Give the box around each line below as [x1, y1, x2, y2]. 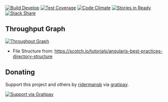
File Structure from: [12, 48, 53, 54]
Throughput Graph [5, 25, 65, 33]
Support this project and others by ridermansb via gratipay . [5, 81, 129, 87]
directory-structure [12, 53, 53, 59]
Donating [5, 68, 36, 77]
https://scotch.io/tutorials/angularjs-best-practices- [54, 48, 163, 54]
